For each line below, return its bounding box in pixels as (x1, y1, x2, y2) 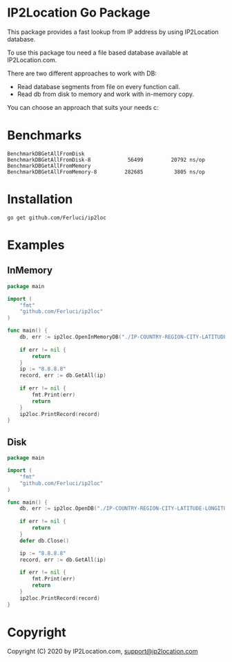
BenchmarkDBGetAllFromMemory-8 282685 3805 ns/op (7, 168, 206, 176)
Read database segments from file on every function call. (17, 82, 181, 91)
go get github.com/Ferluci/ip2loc (7, 214, 107, 221)
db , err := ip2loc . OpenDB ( (19, 505, 97, 512)
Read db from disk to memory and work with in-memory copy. (17, 90, 195, 98)
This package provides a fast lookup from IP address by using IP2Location (7, 28, 219, 36)
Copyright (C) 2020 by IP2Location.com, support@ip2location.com (7, 647, 198, 656)
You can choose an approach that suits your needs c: (7, 103, 159, 111)
